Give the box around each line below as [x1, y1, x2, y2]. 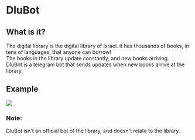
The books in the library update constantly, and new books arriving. [6, 55, 169, 62]
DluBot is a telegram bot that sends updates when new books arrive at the [6, 61, 185, 68]
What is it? [6, 27, 46, 37]
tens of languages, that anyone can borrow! [6, 49, 111, 56]
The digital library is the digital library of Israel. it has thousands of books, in [6, 42, 189, 49]
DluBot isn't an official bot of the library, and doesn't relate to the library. [6, 127, 180, 135]
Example [6, 84, 39, 94]
